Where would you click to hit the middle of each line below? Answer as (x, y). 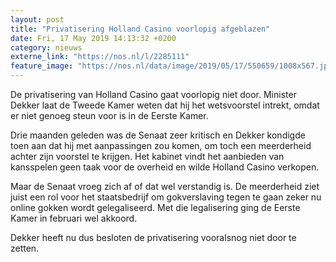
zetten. (25, 248)
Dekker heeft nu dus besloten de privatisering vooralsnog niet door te (153, 237)
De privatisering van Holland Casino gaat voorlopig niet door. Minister (153, 94)
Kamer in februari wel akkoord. (74, 218)
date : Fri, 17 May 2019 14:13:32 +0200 (93, 38)
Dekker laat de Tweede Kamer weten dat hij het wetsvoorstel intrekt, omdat (165, 105)
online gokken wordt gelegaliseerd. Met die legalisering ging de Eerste (155, 207)
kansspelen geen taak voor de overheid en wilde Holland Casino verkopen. (165, 167)
